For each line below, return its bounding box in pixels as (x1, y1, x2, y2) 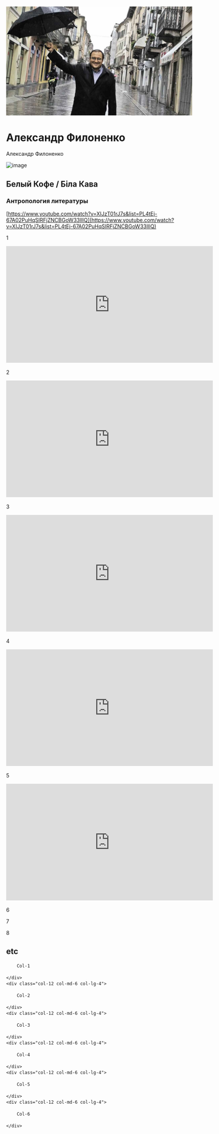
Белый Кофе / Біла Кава (6, 179, 99, 189)
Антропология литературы (6, 197, 89, 205)
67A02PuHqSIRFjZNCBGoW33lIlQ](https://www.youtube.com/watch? (6, 216, 174, 223)
